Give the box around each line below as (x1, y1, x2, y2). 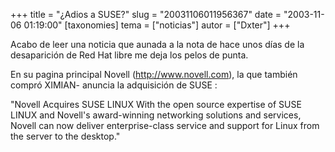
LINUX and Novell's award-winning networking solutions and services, (10, 109, 302, 121)
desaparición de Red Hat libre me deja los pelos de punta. (10, 49, 249, 61)
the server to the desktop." (10, 130, 121, 142)
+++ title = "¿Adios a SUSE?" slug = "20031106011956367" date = (10, 9, 282, 20)
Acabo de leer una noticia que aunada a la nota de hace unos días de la (10, 39, 305, 50)
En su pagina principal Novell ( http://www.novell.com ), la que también (10, 69, 298, 80)
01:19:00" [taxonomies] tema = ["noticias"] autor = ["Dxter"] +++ (23, 19, 291, 31)
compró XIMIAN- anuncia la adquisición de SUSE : (10, 79, 218, 91)
